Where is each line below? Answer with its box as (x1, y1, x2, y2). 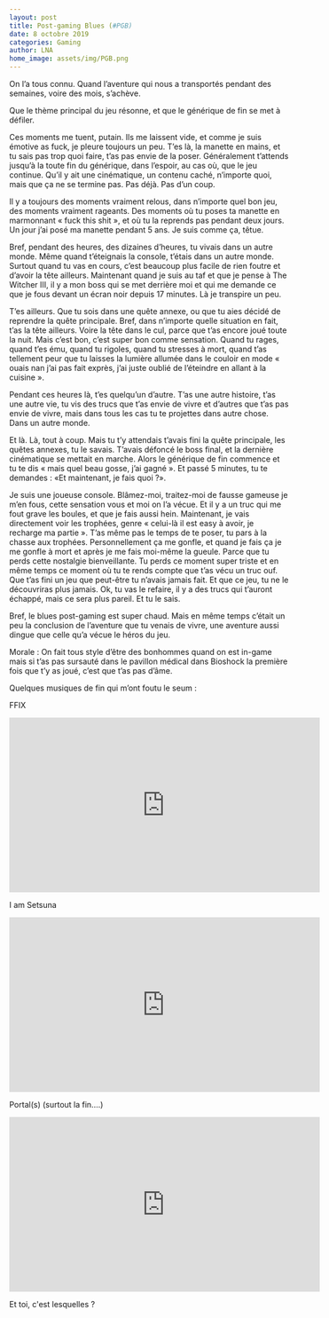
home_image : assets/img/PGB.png (9, 54, 129, 63)
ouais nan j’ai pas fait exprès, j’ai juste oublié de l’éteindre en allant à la (9, 363, 267, 373)
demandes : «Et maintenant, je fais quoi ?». (9, 472, 167, 483)
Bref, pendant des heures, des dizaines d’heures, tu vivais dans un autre (9, 241, 273, 252)
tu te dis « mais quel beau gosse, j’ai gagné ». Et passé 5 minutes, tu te (9, 463, 268, 473)
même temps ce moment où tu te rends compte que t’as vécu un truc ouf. (9, 565, 278, 575)
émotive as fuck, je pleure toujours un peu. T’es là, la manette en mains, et (9, 141, 281, 152)
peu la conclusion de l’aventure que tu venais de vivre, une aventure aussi (9, 620, 279, 630)
